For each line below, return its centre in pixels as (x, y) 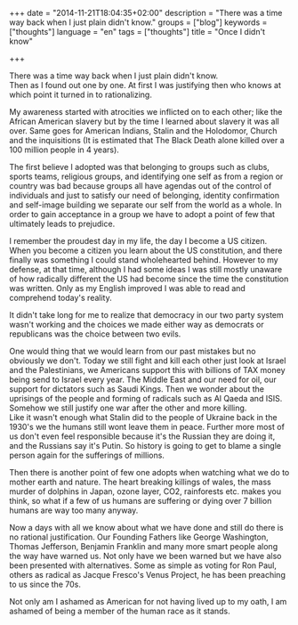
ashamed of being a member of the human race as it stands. (120, 611)
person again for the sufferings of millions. (87, 455)
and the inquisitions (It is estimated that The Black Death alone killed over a (147, 140)
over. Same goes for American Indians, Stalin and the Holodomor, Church (143, 131)
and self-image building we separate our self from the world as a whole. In (145, 205)
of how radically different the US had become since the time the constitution (149, 279)
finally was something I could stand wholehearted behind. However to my (144, 260)
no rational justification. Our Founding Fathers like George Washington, (139, 537)
